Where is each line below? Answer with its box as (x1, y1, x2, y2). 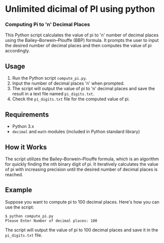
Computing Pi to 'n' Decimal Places (5, 21, 91, 28)
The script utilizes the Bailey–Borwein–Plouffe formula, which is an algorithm (5, 156, 159, 162)
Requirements (5, 110, 49, 119)
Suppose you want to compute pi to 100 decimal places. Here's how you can (5, 199, 160, 205)
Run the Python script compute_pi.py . (12, 75, 87, 81)
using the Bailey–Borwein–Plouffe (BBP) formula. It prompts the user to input (5, 37, 159, 43)
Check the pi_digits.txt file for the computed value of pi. (12, 96, 130, 102)
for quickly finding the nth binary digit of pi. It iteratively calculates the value (5, 161, 159, 167)
